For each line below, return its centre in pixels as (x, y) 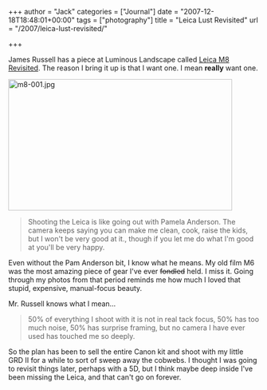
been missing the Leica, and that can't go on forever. (95, 377)
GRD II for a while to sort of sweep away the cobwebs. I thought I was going (133, 360)
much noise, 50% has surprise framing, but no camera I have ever (136, 328)
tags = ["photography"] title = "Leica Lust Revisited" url (168, 20)
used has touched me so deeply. (81, 336)
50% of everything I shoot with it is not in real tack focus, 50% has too (143, 319)
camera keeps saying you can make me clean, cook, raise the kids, (138, 230)
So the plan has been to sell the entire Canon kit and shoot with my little (126, 352)
